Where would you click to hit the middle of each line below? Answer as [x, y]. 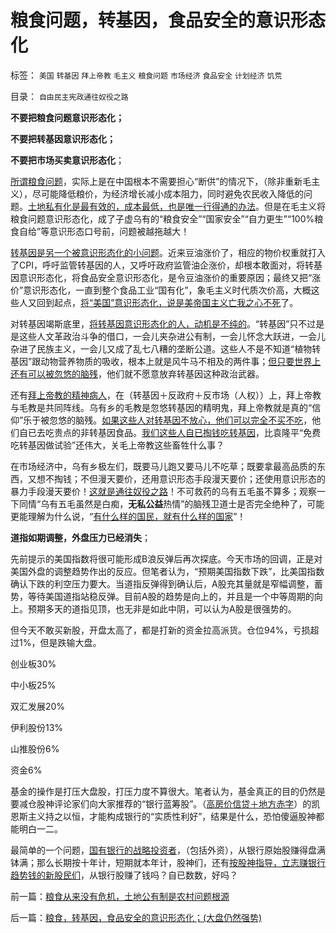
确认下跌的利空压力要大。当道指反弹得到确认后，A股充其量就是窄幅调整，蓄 [166, 583]
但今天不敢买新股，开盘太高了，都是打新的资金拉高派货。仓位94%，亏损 [160, 630]
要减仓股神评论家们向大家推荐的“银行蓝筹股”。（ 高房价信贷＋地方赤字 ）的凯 [165, 803]
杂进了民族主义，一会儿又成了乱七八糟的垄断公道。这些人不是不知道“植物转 [166, 348]
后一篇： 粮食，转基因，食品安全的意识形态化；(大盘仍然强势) [136, 917]
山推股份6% [35, 748]
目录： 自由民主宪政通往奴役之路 [69, 96]
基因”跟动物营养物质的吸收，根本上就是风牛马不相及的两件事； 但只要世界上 [166, 361]
